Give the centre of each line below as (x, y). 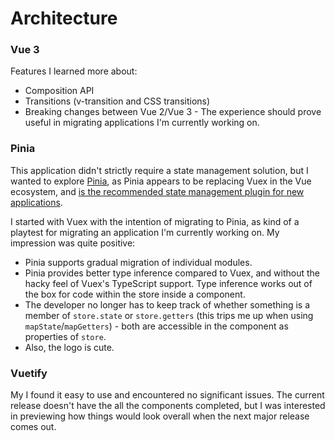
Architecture (64, 18)
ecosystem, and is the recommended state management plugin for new (157, 191)
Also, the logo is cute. (69, 347)
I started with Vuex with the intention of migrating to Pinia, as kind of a (155, 221)
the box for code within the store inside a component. (135, 294)
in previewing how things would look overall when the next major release (160, 416)
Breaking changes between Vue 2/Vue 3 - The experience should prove (173, 112)
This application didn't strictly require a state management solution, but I (159, 170)
